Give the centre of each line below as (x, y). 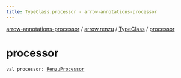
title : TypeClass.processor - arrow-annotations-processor (82, 12)
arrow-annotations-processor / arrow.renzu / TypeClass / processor (91, 29)
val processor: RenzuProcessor (45, 69)
